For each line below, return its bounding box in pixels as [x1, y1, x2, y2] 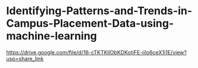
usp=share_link [6, 55, 44, 62]
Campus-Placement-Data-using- [6, 17, 174, 30]
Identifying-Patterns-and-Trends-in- [6, 4, 193, 18]
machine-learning [6, 30, 97, 43]
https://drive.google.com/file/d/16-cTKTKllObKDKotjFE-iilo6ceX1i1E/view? [6, 48, 187, 56]
